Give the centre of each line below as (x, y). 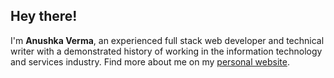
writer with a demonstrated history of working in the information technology (166, 51)
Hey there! (44, 16)
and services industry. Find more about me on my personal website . (150, 61)
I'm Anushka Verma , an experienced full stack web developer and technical (167, 40)
